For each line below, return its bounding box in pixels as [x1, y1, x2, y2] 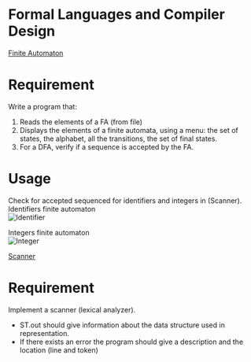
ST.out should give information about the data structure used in [19, 320, 226, 330]
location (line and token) [19, 345, 98, 355]
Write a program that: [8, 102, 77, 111]
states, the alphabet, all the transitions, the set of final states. [19, 134, 218, 143]
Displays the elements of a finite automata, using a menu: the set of [19, 125, 238, 135]
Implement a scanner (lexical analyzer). [8, 305, 136, 314]
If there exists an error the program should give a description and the [19, 337, 244, 346]
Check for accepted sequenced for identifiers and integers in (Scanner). [8, 195, 242, 205]
